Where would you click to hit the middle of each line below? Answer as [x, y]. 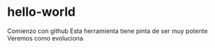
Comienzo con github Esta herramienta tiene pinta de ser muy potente [108, 31]
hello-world [42, 12]
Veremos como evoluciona [45, 38]
